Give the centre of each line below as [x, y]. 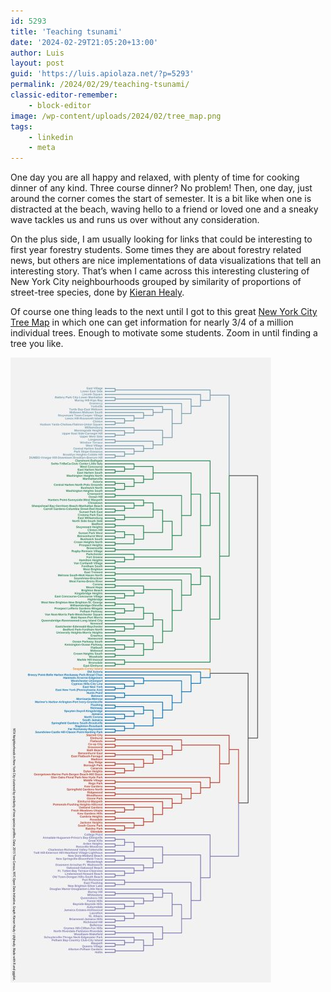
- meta [42, 148]
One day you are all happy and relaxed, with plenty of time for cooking [155, 177]
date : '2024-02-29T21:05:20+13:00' [84, 42]
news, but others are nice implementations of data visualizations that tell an [166, 261]
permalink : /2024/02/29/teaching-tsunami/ [100, 85]
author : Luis [37, 53]
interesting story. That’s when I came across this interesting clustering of [160, 271]
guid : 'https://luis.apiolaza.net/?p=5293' [102, 74]
